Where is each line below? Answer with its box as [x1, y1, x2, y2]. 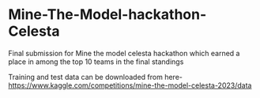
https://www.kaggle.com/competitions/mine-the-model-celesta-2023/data [8, 81, 252, 90]
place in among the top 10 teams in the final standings [8, 57, 184, 66]
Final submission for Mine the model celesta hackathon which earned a [8, 48, 240, 58]
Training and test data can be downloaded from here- [8, 72, 183, 81]
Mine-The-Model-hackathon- [8, 6, 207, 24]
